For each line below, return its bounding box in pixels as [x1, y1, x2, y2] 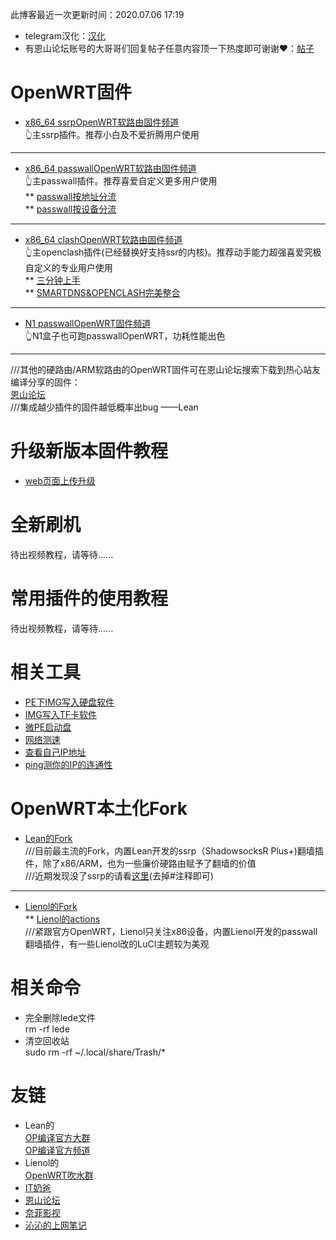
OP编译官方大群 [24, 1131, 91, 1143]
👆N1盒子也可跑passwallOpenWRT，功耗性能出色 [24, 329, 226, 342]
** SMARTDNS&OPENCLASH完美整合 [24, 286, 181, 298]
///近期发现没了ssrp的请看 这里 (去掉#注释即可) [24, 869, 214, 882]
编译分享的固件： [10, 376, 81, 388]
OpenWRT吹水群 [24, 1169, 94, 1181]
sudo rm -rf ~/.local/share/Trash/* [24, 1046, 166, 1058]
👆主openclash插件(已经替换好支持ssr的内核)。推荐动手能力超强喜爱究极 [24, 246, 322, 258]
